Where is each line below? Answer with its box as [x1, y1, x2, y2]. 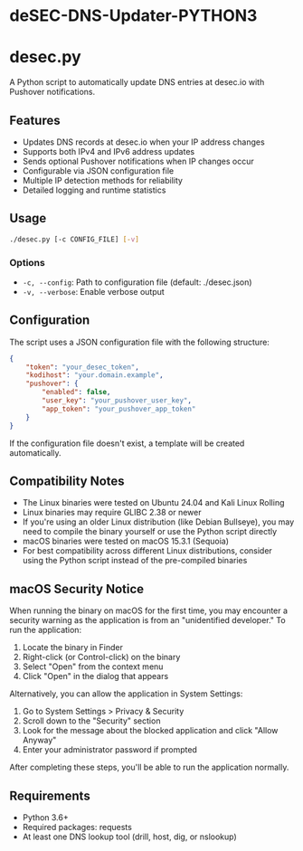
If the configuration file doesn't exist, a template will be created [9, 438, 245, 449]
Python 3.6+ [22, 812, 70, 823]
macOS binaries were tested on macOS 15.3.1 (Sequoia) [22, 535, 229, 547]
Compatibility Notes [9, 474, 125, 488]
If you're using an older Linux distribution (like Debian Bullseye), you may [22, 516, 295, 527]
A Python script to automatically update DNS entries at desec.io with [9, 77, 265, 88]
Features [9, 112, 61, 128]
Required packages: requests [22, 822, 133, 833]
